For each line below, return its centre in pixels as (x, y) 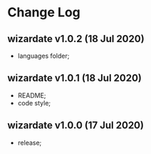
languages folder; (43, 56)
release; (30, 143)
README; (32, 95)
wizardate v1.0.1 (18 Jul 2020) (75, 78)
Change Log (44, 12)
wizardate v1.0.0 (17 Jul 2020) (76, 125)
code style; (34, 103)
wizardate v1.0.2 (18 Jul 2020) (76, 39)
